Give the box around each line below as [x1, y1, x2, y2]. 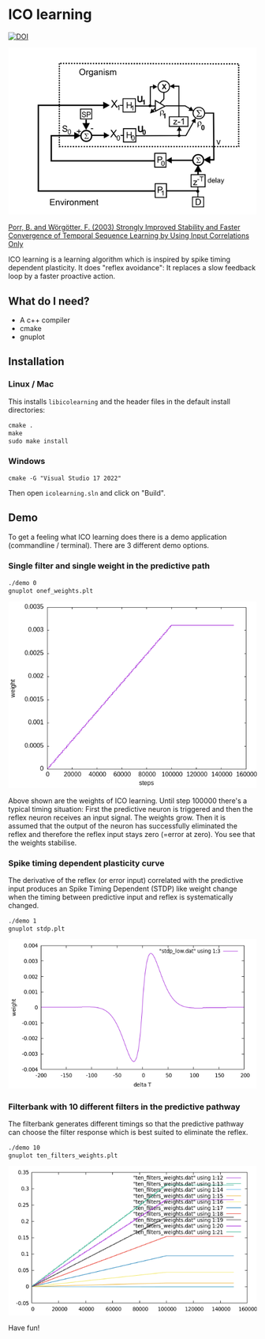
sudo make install [8, 437, 69, 445]
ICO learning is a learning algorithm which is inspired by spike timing [8, 255, 231, 264]
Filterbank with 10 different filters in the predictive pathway [8, 1101, 241, 1112]
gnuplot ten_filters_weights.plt [8, 1152, 118, 1160]
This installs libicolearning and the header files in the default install [8, 397, 231, 406]
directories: [8, 405, 46, 414]
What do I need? [8, 294, 90, 307]
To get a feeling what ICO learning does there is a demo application [8, 532, 227, 541]
